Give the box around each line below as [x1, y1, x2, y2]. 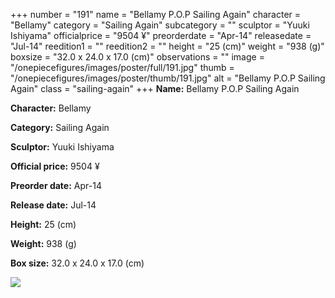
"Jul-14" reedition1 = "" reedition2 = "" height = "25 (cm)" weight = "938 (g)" [10, 40, 325, 52]
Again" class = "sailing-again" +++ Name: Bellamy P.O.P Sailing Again [10, 83, 300, 94]
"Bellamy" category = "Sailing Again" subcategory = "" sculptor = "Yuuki [10, 19, 310, 31]
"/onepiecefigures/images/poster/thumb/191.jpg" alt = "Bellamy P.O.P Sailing [10, 72, 326, 84]
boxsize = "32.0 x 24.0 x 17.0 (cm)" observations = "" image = [10, 51, 265, 63]
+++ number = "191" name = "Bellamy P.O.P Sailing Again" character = [10, 9, 302, 20]
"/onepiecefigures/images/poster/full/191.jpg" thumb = [10, 62, 235, 73]
